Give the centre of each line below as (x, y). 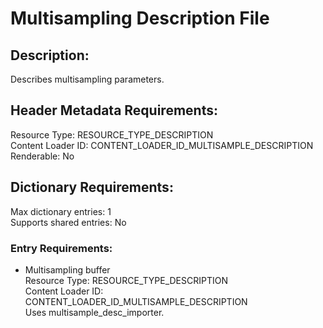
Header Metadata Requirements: (114, 110)
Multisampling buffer (67, 269)
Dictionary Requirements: (92, 187)
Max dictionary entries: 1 (61, 211)
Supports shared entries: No (68, 222)
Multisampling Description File (140, 18)
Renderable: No (42, 156)
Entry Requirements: (61, 248)
